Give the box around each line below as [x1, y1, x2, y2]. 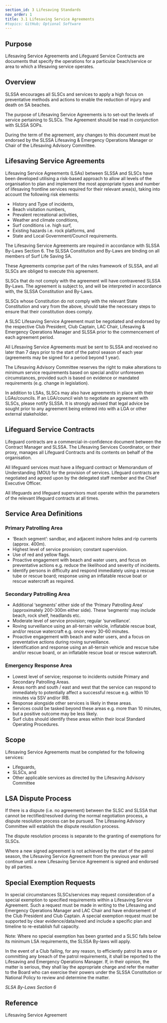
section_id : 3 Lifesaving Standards [5, 7, 81, 12]
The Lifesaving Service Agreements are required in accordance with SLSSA [5, 243, 160, 249]
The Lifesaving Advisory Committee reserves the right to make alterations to [5, 364, 162, 370]
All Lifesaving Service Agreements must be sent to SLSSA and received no [5, 344, 158, 350]
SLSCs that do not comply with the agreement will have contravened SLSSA [5, 277, 161, 283]
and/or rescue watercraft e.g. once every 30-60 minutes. [12, 628, 130, 634]
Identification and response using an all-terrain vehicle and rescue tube [12, 644, 159, 650]
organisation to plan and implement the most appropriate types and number [5, 181, 160, 187]
